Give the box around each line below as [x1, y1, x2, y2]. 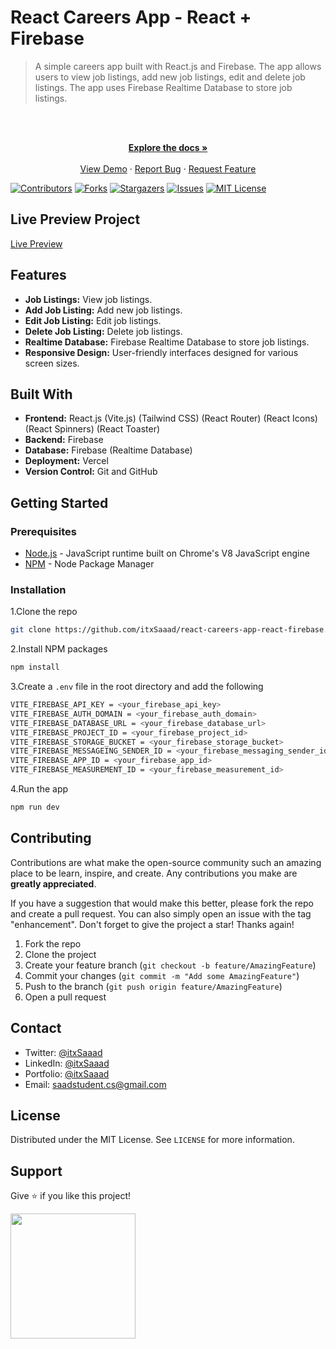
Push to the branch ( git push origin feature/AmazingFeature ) [24, 980, 283, 992]
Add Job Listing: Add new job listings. [24, 304, 183, 316]
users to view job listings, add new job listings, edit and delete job [34, 71, 306, 83]
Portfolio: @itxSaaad [24, 1067, 110, 1080]
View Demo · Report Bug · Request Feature [79, 162, 257, 175]
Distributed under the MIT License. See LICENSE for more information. [10, 1134, 295, 1146]
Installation [10, 582, 67, 596]
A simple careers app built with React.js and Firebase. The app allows [34, 60, 322, 72]
